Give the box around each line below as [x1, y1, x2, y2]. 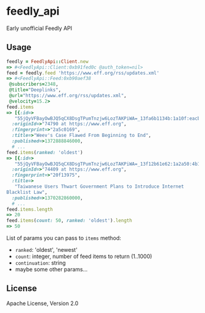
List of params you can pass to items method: [6, 234, 121, 241]
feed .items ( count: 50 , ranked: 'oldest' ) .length [6, 218, 132, 224]
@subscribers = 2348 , [9, 81, 59, 87]
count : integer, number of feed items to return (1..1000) [15, 252, 153, 260]
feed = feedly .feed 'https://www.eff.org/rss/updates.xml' [6, 70, 160, 76]
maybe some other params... [15, 266, 88, 273]
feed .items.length [6, 206, 53, 212]
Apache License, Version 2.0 [6, 300, 79, 307]
